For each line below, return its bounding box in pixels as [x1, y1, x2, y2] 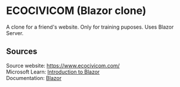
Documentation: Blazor [6, 74, 62, 81]
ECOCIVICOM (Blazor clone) [6, 4, 146, 18]
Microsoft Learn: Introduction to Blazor [6, 68, 100, 75]
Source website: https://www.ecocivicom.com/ [6, 62, 120, 69]
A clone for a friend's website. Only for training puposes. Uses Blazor [6, 23, 174, 30]
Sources [6, 47, 38, 57]
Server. [6, 29, 24, 36]
